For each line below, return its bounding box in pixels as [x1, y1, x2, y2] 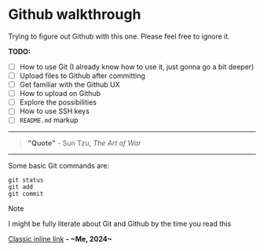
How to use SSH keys [19, 106, 90, 116]
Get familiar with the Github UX [19, 80, 120, 90]
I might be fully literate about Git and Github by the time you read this [8, 219, 232, 229]
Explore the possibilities [19, 98, 97, 107]
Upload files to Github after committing [19, 71, 145, 80]
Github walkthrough [8, 6, 141, 24]
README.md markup [19, 116, 79, 125]
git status [8, 176, 44, 184]
